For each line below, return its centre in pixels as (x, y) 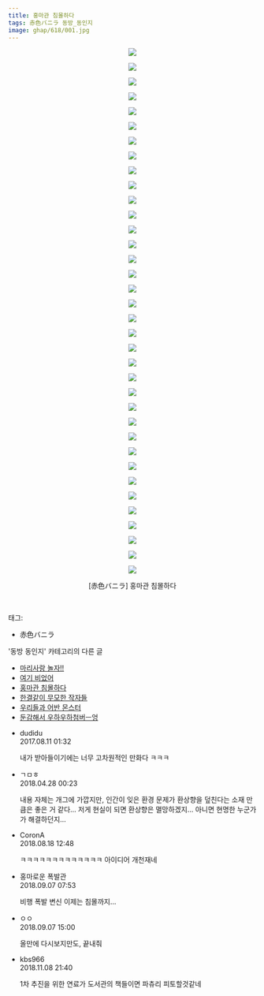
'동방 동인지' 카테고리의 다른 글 (56, 651)
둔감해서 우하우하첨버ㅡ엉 (59, 718)
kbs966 (32, 960)
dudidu (31, 733)
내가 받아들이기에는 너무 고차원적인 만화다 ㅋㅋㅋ (94, 758)
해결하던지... (47, 819)
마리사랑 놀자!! (42, 668)
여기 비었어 (37, 678)
